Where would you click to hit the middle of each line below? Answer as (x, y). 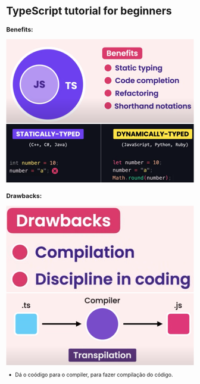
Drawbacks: (24, 196)
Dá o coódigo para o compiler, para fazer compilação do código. (94, 375)
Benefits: (20, 30)
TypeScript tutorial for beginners (89, 11)
